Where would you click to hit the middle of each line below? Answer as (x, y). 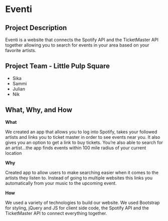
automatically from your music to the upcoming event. (61, 183)
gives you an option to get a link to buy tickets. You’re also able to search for (84, 142)
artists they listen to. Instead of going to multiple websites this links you (79, 178)
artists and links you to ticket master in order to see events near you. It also (83, 137)
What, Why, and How (39, 110)
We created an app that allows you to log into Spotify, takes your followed (81, 132)
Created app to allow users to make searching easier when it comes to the (82, 172)
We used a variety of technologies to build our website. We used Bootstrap (82, 202)
